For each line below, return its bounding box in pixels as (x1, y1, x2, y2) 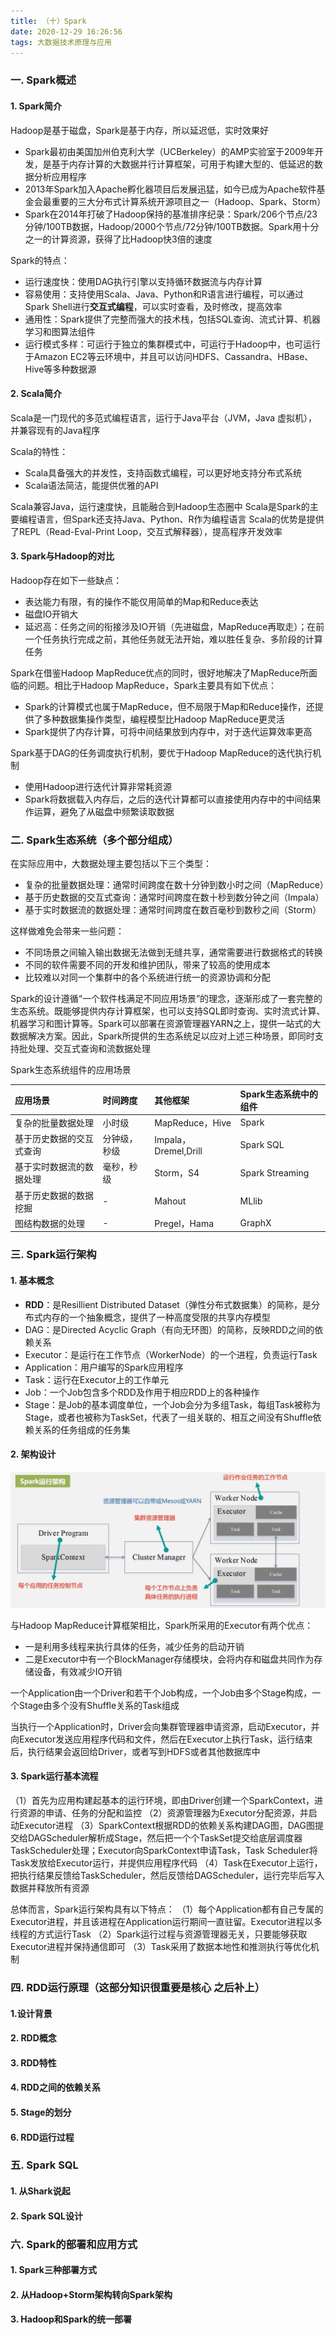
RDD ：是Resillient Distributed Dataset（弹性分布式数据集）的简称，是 (24, 1298, 312, 1310)
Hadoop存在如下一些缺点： (10, 574, 123, 586)
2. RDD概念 (10, 2032, 57, 2044)
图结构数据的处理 (14, 1217, 85, 1229)
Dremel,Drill (154, 1145, 203, 1157)
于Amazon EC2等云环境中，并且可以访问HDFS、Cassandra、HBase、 (24, 350, 314, 362)
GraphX (239, 1217, 272, 1229)
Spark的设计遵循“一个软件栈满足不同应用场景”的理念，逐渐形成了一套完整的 (10, 993, 323, 1005)
